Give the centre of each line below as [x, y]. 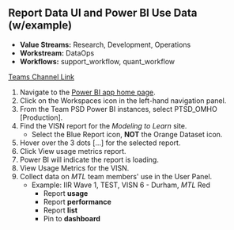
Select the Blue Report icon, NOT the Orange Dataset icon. [127, 134]
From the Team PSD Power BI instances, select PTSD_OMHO [118, 109]
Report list [60, 210]
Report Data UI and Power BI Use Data [103, 13]
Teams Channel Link [42, 77]
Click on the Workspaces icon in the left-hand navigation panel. [123, 100]
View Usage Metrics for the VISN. [74, 168]
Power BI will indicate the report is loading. [89, 159]
